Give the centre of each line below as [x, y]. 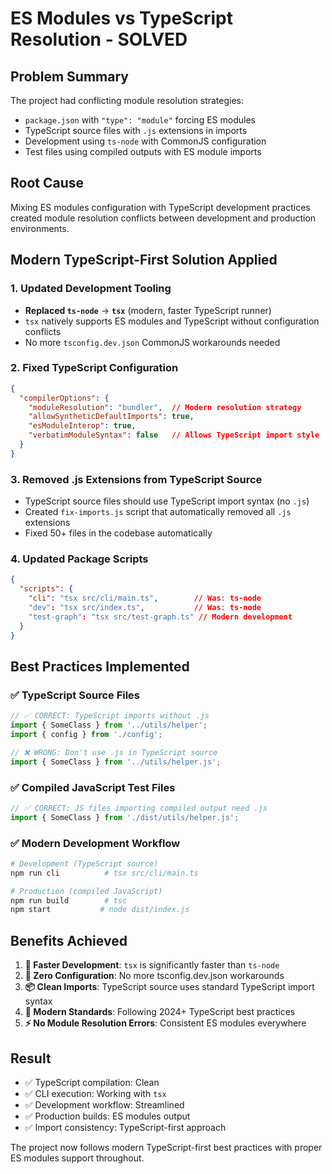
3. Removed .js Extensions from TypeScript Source [136, 479]
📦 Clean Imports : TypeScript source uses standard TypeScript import [169, 987]
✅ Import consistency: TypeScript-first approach [125, 1127]
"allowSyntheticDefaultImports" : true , [111, 417]
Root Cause [47, 183]
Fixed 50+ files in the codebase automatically [118, 533]
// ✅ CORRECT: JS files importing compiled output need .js [139, 808]
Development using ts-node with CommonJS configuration [145, 141]
